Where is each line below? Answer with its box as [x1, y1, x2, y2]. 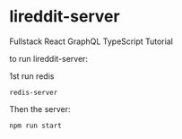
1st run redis [9, 70, 55, 82]
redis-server [9, 88, 58, 97]
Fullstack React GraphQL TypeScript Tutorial [9, 36, 173, 47]
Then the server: [9, 103, 71, 114]
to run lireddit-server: [9, 53, 88, 64]
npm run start [9, 121, 63, 130]
